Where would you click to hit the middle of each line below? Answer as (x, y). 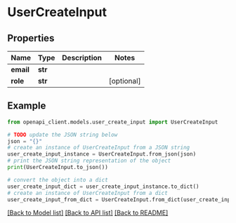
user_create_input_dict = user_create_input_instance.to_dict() (103, 187)
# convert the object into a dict (58, 180)
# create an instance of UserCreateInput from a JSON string (99, 148)
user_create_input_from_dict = (53, 200)
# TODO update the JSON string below (63, 135)
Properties (31, 38)
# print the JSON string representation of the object (89, 161)
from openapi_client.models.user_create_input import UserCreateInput (113, 122)
